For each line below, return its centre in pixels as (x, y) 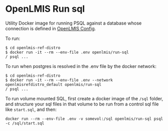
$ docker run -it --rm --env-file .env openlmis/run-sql (67, 52)
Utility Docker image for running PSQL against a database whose (74, 23)
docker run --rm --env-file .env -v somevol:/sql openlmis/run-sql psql (84, 119)
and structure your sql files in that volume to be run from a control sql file (82, 104)
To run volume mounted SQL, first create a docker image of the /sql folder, (84, 98)
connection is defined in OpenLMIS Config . (51, 28)
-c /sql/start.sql (25, 123)
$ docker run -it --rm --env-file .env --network (59, 80)
